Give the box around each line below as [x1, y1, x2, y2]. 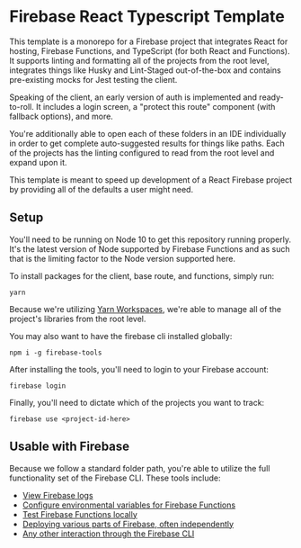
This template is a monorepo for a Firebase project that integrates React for [9, 36, 288, 47]
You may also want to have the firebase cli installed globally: [9, 330, 233, 341]
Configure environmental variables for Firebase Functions [22, 499, 236, 510]
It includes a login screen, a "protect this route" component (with [35, 101, 276, 112]
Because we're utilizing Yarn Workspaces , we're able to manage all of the [9, 303, 281, 314]
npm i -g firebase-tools [9, 348, 102, 357]
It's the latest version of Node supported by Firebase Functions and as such [9, 243, 290, 254]
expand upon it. [9, 157, 67, 167]
